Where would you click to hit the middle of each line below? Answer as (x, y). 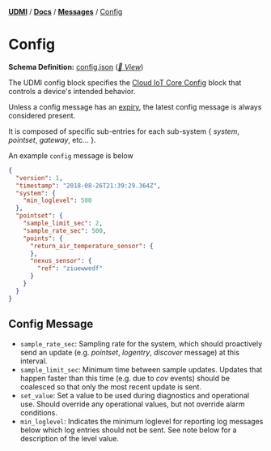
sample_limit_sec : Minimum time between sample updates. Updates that (141, 369)
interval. (34, 361)
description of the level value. (70, 438)
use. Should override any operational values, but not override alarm (132, 404)
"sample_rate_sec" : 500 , (65, 230)
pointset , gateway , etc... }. (52, 140)
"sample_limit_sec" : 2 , (63, 223)
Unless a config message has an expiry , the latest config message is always (135, 107)
